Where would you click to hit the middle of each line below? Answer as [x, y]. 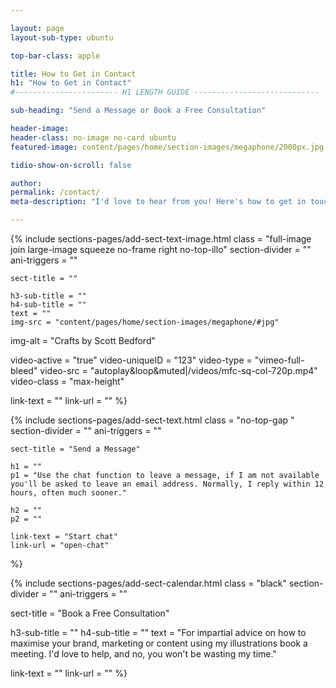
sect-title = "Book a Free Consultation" [90, 613]
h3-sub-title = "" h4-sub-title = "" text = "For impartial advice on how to [158, 632]
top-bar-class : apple [55, 56]
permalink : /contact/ [55, 192]
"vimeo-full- [279, 360]
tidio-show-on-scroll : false [71, 165]
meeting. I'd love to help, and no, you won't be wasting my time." [143, 654]
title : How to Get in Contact [73, 74]
